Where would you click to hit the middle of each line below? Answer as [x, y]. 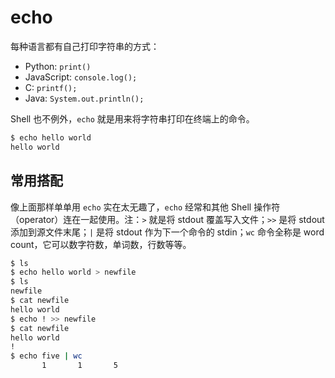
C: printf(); [51, 87]
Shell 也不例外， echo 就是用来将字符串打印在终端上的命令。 [132, 118]
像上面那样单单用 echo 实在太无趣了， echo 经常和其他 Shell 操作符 [145, 207]
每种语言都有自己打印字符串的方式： [85, 46]
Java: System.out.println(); [84, 98]
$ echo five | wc [46, 356]
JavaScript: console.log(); [81, 77]
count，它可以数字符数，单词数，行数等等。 [101, 244]
